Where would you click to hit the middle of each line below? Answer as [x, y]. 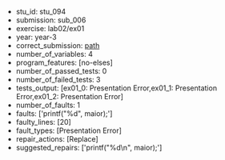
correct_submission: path [58, 46]
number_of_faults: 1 [48, 105]
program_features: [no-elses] [64, 62]
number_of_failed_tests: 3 [58, 80]
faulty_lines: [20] [44, 122]
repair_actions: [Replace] [57, 139]
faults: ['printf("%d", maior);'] [64, 114]
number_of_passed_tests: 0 [61, 71]
